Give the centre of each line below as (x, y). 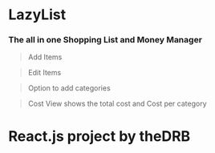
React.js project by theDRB (99, 136)
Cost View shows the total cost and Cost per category (117, 104)
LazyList (37, 15)
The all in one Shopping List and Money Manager (105, 40)
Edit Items (45, 73)
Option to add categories (69, 88)
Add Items (45, 57)
